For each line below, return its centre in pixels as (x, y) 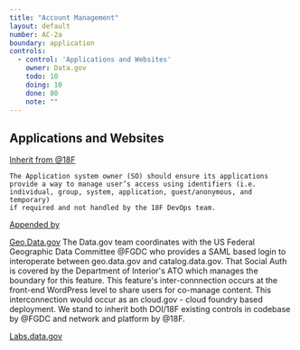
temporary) (30, 200)
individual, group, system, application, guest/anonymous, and (131, 192)
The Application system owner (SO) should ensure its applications (139, 177)
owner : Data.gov (56, 69)
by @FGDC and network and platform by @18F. (97, 319)
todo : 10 (42, 77)
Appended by (35, 225)
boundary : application (52, 43)
